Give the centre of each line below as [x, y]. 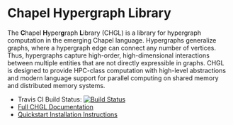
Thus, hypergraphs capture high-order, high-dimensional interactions [109, 55]
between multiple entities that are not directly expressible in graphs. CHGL [116, 62]
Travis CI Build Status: [50, 99]
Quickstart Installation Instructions [68, 114]
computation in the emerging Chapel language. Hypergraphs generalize [112, 40]
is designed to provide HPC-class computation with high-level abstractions [117, 70]
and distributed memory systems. [56, 85]
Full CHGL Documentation [56, 107]
